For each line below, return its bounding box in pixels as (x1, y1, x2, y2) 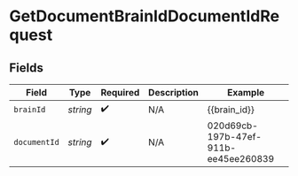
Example (227, 87, 265, 98)
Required (100, 87, 140, 98)
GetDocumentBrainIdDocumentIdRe (9, 6, 280, 27)
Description (147, 87, 200, 98)
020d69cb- (207, 119, 259, 132)
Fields (9, 60, 44, 75)
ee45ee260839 (207, 153, 275, 165)
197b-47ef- (207, 131, 262, 142)
